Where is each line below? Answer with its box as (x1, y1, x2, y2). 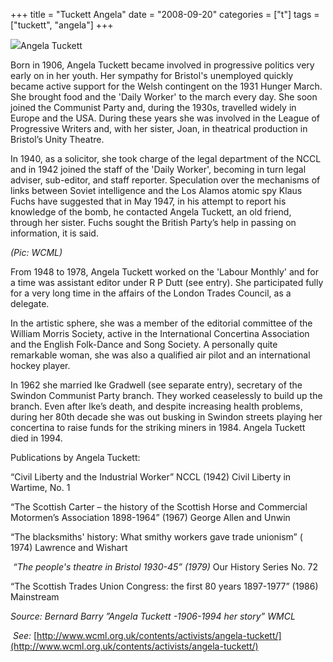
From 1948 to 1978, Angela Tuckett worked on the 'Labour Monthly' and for (10, 266, 320, 278)
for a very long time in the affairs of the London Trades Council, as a (10, 287, 292, 299)
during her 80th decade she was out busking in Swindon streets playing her (10, 411, 323, 423)
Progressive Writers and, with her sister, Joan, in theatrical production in (10, 123, 308, 134)
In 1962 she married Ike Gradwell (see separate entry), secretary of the (10, 379, 303, 391)
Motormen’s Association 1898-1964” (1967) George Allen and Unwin (10, 512, 291, 523)
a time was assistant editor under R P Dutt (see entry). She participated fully (10, 277, 324, 288)
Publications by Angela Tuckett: (10, 452, 141, 463)
